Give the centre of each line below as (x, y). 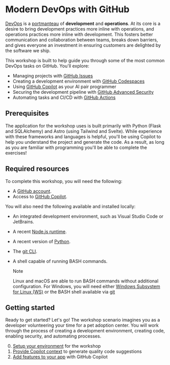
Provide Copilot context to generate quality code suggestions (77, 351)
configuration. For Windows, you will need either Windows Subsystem (86, 286)
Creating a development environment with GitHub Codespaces (79, 81)
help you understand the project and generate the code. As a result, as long (85, 142)
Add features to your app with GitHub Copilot (60, 357)
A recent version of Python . (42, 241)
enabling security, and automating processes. (53, 336)
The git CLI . (25, 251)
